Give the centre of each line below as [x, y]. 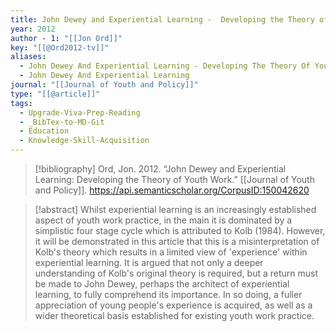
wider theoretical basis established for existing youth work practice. [174, 315]
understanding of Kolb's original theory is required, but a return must [176, 273]
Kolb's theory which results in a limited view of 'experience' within [171, 252]
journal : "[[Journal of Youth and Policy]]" [104, 85]
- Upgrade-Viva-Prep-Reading [80, 112]
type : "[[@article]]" [55, 94]
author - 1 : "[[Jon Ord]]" [66, 38]
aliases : [28, 57]
